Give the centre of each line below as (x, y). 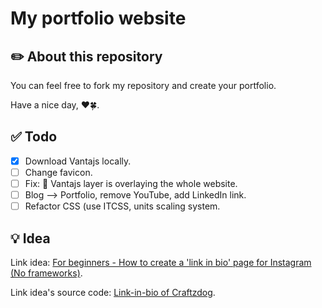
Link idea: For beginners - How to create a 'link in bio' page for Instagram (161, 262)
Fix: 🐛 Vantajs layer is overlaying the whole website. (131, 183)
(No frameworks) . (46, 273)
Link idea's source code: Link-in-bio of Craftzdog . (113, 292)
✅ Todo (34, 137)
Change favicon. (58, 172)
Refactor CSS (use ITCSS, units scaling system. (122, 206)
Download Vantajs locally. (78, 161)
